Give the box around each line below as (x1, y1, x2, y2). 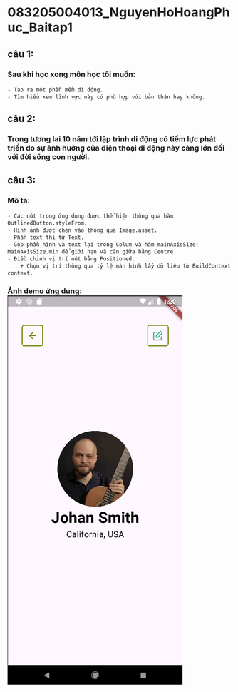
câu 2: (7, 113, 36, 125)
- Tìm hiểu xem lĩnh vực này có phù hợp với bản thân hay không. (7, 93, 205, 101)
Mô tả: (7, 195, 31, 205)
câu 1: (7, 48, 34, 60)
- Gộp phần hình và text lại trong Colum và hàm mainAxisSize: (7, 240, 200, 248)
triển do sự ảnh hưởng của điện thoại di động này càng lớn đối (7, 143, 225, 153)
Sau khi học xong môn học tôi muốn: (7, 69, 136, 79)
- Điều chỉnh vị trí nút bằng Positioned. (7, 255, 135, 263)
